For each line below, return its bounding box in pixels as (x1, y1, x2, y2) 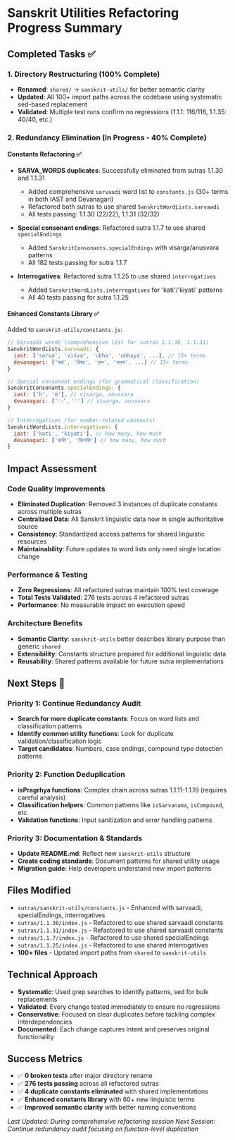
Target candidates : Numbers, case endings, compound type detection (17, 744, 223, 753)
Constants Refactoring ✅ (7, 150, 82, 159)
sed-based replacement (17, 100, 88, 109)
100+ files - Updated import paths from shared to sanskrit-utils (17, 948, 206, 957)
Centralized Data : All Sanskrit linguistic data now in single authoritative (17, 515, 224, 523)
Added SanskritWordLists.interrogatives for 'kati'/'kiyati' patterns (27, 286, 223, 294)
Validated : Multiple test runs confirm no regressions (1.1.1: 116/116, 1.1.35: (17, 107, 227, 116)
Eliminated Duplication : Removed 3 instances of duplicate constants (17, 500, 218, 508)
